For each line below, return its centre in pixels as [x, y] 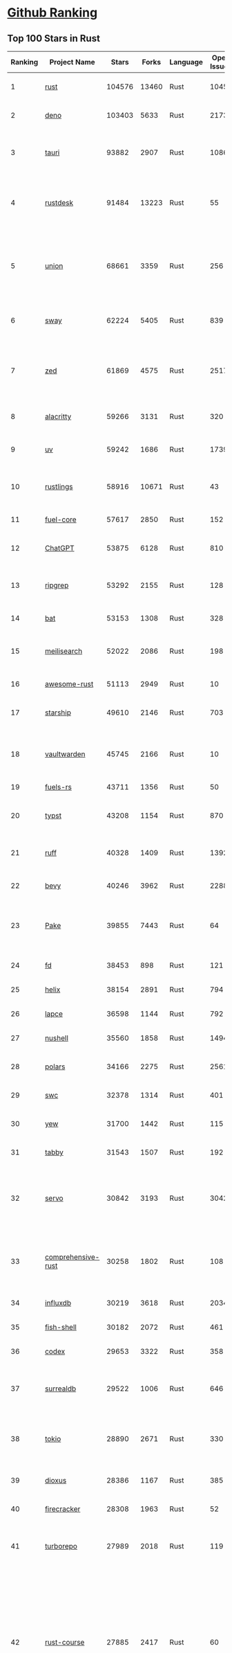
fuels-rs [58, 787]
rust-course [65, 1642]
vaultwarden [65, 754]
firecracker [62, 1509]
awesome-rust [69, 684]
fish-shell [61, 1327]
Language [186, 62]
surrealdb [60, 1388]
